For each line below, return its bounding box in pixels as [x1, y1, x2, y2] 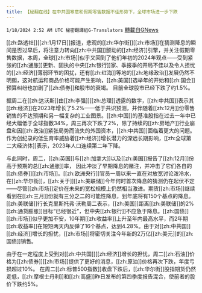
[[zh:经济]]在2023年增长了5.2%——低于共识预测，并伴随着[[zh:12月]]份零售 [6, 104, 195, 111]
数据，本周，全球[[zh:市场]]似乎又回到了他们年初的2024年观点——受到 [11, 54, 188, 61]
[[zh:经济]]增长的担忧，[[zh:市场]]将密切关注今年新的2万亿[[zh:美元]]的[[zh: [6, 230, 194, 237]
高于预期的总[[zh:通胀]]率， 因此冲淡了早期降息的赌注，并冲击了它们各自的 [6, 162, 192, 169]
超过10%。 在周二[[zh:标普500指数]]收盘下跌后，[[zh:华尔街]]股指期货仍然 [11, 265, 197, 273]
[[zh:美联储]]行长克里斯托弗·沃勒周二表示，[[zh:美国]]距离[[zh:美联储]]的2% [6, 200, 194, 207]
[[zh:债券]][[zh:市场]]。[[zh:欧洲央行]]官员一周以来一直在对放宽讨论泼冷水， [6, 170, 195, 177]
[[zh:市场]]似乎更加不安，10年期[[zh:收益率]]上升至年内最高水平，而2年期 [6, 215, 189, 222]
